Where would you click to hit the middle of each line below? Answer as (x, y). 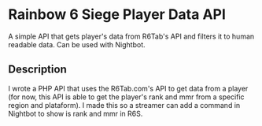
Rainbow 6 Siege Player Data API (117, 15)
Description (37, 70)
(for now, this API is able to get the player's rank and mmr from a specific (127, 97)
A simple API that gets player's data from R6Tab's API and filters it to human (131, 36)
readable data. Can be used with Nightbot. (77, 44)
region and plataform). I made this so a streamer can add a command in (124, 105)
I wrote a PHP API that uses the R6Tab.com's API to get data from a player (128, 88)
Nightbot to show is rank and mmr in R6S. (76, 113)
